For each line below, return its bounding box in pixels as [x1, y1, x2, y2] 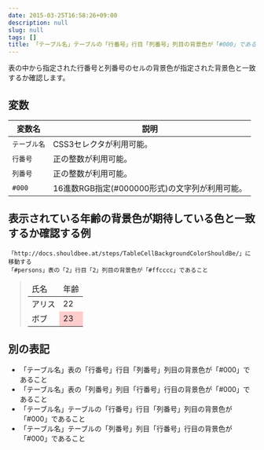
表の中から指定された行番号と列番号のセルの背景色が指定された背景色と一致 [8, 64, 256, 73]
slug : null [8, 26, 44, 34]
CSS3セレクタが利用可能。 [53, 138, 153, 149]
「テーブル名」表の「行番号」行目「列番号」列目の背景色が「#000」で [19, 364, 251, 374]
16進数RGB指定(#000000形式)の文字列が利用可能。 [53, 182, 247, 193]
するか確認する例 [8, 227, 91, 240]
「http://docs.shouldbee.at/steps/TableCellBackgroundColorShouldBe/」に [8, 249, 251, 258]
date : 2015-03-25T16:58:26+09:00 [8, 11, 118, 20]
